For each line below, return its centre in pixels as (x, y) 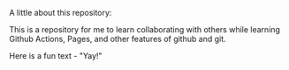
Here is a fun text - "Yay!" (56, 56)
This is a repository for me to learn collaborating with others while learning (145, 29)
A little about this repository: (61, 13)
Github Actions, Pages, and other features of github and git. (118, 39)
